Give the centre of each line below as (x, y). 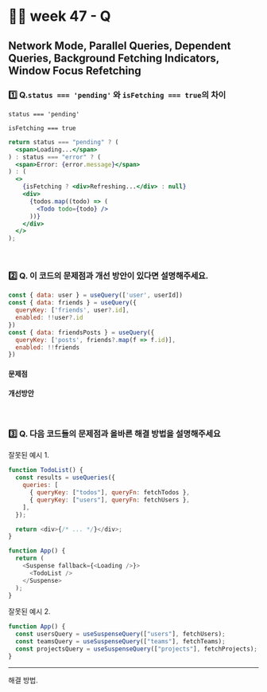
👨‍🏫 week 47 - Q (60, 16)
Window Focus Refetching (75, 71)
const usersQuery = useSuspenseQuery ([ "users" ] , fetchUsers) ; (120, 634)
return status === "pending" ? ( (64, 142)
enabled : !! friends (48, 347)
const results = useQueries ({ (65, 478)
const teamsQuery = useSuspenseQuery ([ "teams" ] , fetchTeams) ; (120, 642)
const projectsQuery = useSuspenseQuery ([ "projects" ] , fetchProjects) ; (137, 649)
